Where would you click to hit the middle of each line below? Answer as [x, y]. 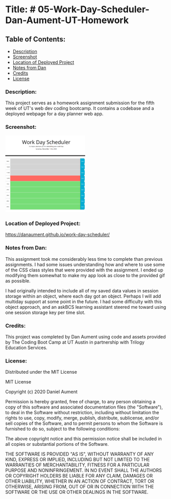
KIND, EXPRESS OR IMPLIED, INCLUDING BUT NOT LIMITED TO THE [78, 460]
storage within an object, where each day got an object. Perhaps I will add [83, 296]
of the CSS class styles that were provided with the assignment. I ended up [84, 270]
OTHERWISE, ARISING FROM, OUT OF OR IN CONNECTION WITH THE [80, 487]
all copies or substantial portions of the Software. [57, 444]
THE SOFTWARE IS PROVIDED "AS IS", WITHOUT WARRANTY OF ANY [80, 454]
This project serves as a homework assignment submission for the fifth [80, 103]
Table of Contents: [35, 39]
